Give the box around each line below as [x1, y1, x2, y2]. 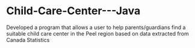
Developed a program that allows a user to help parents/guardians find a [6, 24, 186, 31]
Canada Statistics [6, 36, 50, 43]
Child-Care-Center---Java [6, 4, 141, 18]
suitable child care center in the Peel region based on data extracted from [6, 30, 190, 37]
